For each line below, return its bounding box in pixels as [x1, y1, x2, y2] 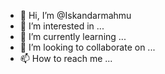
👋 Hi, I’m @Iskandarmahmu [19, 10, 132, 21]
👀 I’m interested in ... [19, 20, 105, 32]
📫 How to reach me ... [19, 53, 113, 64]
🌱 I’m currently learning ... [19, 31, 127, 42]
